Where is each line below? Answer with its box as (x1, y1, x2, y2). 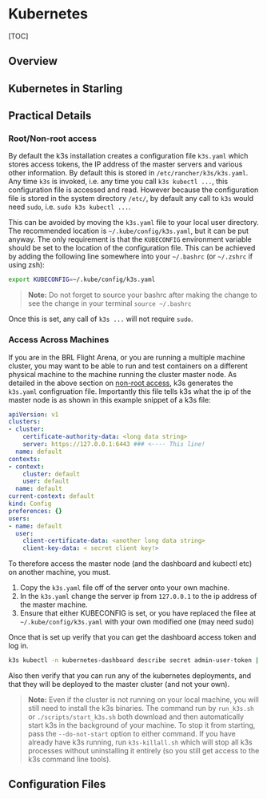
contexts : (8, 455, 42, 463)
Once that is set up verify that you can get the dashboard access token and (8, 632, 257, 642)
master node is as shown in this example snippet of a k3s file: (8, 395, 211, 404)
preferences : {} (8, 507, 62, 515)
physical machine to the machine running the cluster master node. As (8, 369, 237, 379)
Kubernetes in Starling (8, 82, 123, 95)
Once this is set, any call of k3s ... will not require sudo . (8, 314, 193, 324)
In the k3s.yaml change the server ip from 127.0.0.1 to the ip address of (19, 592, 257, 601)
